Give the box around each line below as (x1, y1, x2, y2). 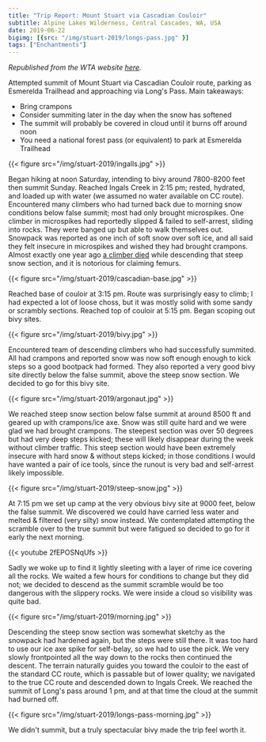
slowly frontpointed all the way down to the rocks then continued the (8, 653, 232, 662)
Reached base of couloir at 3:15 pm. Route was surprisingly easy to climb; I (8, 290, 253, 299)
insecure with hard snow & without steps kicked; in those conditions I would (8, 452, 256, 461)
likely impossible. (8, 468, 65, 478)
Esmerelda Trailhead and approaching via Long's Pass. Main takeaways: (8, 86, 244, 96)
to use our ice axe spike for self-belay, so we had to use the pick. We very (8, 644, 249, 653)
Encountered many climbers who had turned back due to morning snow (8, 199, 243, 210)
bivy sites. (8, 314, 42, 324)
